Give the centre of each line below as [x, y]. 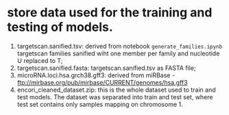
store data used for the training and [110, 13]
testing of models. [60, 27]
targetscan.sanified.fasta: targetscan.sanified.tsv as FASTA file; [107, 68]
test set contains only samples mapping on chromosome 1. [100, 104]
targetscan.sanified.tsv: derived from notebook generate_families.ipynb [120, 46]
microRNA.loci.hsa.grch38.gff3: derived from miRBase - [96, 75]
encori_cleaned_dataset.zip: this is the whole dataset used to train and [116, 90]
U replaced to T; [40, 60]
